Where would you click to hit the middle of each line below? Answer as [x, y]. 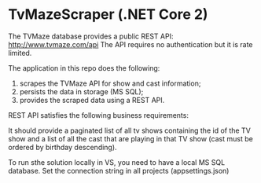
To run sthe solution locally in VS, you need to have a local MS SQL [117, 162]
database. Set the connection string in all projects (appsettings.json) [119, 170]
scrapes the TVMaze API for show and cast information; [110, 83]
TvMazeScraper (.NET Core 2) [108, 15]
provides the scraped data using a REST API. [92, 100]
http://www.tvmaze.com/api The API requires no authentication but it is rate [130, 44]
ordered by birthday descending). [62, 147]
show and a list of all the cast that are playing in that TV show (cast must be [130, 138]
